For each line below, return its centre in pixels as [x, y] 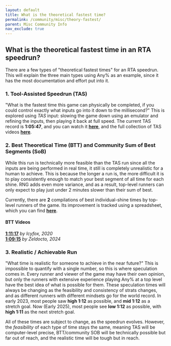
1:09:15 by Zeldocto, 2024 [33, 239]
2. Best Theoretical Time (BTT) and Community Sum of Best [81, 145]
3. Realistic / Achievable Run [41, 252]
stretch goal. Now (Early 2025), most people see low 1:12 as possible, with [83, 307]
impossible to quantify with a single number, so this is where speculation [81, 269]
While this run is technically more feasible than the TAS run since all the [80, 163]
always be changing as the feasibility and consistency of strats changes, [81, 290]
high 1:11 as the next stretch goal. [40, 312]
